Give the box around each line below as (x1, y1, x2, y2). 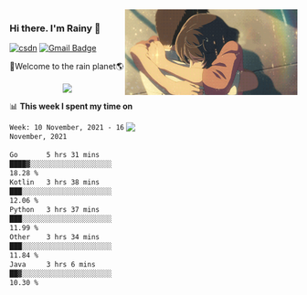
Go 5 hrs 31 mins (9, 151, 101, 160)
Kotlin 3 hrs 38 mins (9, 178, 101, 187)
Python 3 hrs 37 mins (9, 205, 101, 215)
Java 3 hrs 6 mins (9, 260, 96, 269)
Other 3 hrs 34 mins (9, 233, 101, 242)
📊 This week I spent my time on (9, 100, 133, 112)
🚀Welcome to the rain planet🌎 (9, 61, 124, 72)
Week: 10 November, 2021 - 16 (9, 123, 125, 132)
